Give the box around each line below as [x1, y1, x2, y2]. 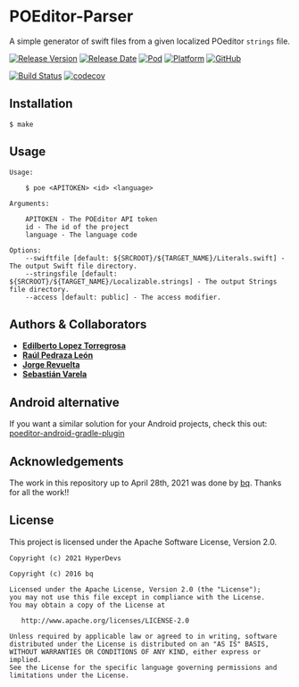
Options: [9, 245, 42, 255]
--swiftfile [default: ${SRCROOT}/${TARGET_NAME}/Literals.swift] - [25, 253, 286, 262]
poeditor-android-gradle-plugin [9, 428, 125, 439]
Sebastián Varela [21, 368, 87, 380]
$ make [9, 120, 34, 128]
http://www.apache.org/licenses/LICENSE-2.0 [21, 616, 190, 625]
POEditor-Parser [9, 6, 134, 27]
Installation [9, 96, 73, 112]
